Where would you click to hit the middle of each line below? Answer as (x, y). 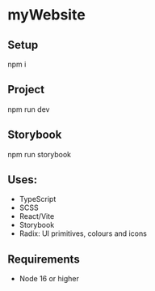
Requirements (44, 259)
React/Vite (37, 216)
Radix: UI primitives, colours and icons (83, 233)
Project (26, 90)
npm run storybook (40, 154)
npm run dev (29, 109)
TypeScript (38, 199)
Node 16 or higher (49, 279)
